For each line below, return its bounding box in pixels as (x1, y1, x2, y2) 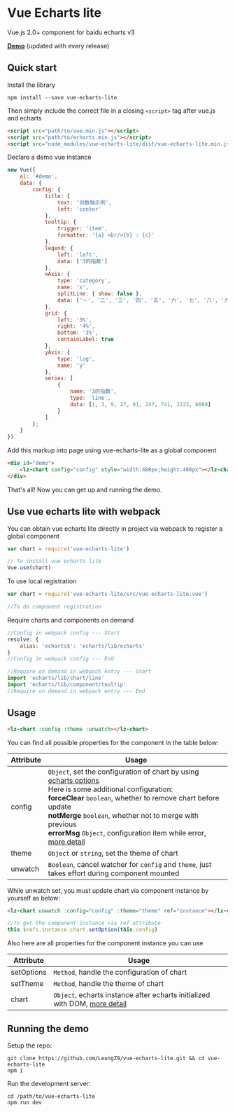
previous (48, 819, 77, 829)
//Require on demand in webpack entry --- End (7, 688, 145, 695)
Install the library (7, 81, 56, 89)
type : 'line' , (69, 394, 111, 401)
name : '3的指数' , (69, 388, 117, 395)
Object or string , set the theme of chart (48, 848, 178, 858)
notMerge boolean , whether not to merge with (48, 810, 199, 820)
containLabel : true (57, 336, 114, 343)
